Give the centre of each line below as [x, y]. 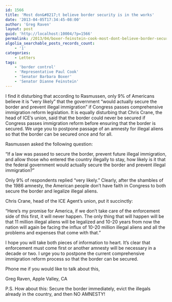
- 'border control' [35, 67]
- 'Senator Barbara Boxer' [43, 77]
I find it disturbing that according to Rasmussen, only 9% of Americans [80, 96]
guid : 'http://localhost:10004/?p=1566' [49, 34]
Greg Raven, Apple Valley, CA [36, 278]
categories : [18, 53]
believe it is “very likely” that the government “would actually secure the [81, 101]
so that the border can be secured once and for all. [59, 134]
